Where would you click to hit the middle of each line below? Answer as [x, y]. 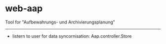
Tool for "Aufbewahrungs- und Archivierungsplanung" [60, 22]
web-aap [24, 9]
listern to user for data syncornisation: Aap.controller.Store [72, 36]
